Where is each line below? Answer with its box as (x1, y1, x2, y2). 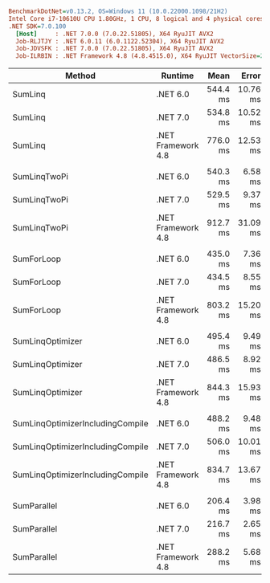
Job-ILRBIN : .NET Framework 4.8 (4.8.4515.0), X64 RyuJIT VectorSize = (15, 52, 261, 60)
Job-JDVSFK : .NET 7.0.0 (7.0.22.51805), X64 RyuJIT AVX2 (15, 45, 215, 53)
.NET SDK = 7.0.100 (8, 22, 67, 31)
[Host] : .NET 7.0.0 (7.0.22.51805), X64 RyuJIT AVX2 (15, 30, 215, 38)
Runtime (161, 70, 194, 81)
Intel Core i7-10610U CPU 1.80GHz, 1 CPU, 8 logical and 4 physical (8, 14, 243, 22)
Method (65, 70, 96, 81)
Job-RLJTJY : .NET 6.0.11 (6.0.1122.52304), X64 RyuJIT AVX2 (15, 37, 225, 45)
